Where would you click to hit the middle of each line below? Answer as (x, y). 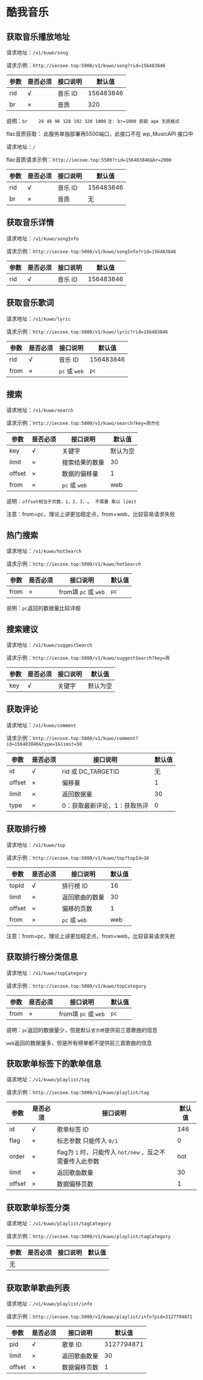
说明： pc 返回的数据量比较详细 (43, 608)
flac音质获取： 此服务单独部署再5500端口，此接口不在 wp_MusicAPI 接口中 (100, 134)
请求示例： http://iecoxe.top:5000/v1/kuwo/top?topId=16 (78, 858)
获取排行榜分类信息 (42, 957)
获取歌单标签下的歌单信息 (54, 1063)
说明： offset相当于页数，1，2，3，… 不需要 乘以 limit (72, 501)
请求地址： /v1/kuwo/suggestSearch (49, 645)
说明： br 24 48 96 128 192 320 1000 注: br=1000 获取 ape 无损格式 (93, 121)
